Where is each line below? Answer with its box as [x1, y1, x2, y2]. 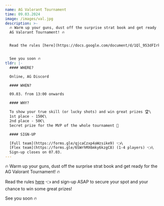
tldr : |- [5, 61, 23, 66]
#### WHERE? [9, 65, 34, 70]
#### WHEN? [9, 83, 32, 88]
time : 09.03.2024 [5, 12, 41, 17]
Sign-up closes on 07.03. [9, 150, 62, 155]
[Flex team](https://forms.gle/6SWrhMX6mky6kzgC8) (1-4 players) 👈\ [9, 145, 154, 150]
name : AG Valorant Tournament [5, 7, 67, 12]
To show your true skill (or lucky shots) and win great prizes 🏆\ [9, 110, 151, 114]
